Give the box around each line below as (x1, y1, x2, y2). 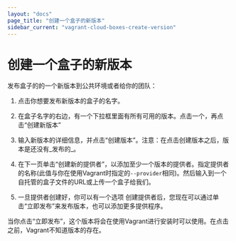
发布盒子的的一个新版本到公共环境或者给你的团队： (7, 81, 157, 90)
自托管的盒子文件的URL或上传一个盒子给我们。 (17, 178, 155, 186)
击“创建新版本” (17, 120, 62, 129)
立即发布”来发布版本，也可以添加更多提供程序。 (26, 202, 167, 210)
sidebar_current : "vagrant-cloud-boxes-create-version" (7, 24, 176, 31)
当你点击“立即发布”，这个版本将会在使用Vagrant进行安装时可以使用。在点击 (7, 217, 229, 225)
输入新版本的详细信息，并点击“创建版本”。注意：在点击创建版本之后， (17, 136, 223, 145)
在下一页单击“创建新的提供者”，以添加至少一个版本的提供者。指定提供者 (17, 160, 230, 168)
